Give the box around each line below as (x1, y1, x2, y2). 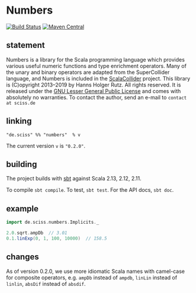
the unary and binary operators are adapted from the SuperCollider (6, 69, 170, 76)
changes (6, 252, 40, 262)
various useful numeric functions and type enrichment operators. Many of (6, 62, 187, 69)
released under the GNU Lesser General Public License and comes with (6, 87, 181, 95)
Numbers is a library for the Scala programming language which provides (6, 56, 185, 63)
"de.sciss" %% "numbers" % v (6, 131, 81, 138)
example (6, 204, 39, 214)
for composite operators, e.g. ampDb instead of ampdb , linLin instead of (6, 273, 178, 281)
